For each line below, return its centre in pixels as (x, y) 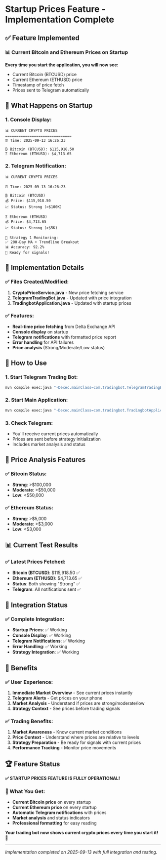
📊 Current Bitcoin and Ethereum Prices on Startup (67, 52)
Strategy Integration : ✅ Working (45, 652)
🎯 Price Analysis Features (45, 460)
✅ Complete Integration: (35, 619)
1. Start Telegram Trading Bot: (41, 377)
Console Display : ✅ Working (41, 635)
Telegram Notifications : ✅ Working (48, 641)
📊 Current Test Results (41, 545)
